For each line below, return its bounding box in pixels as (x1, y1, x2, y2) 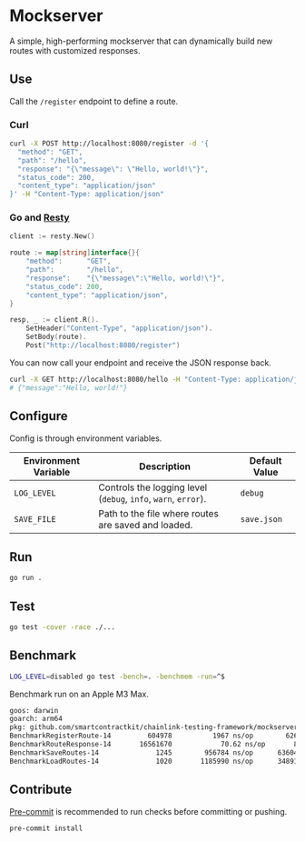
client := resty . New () (9, 232, 95, 241)
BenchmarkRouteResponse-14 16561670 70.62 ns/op (9, 740, 266, 749)
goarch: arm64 (9, 715, 64, 724)
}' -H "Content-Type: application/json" (9, 190, 165, 199)
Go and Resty (9, 211, 70, 224)
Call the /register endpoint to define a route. (9, 95, 179, 106)
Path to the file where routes (98, 506, 220, 519)
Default (249, 454, 282, 466)
